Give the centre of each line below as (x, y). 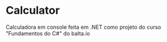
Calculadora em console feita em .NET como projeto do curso (83, 27)
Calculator (33, 10)
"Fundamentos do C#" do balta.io (48, 33)
